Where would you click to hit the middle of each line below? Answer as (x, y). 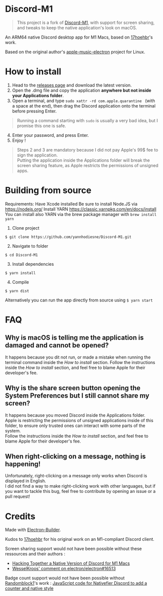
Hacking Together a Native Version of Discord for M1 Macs (71, 563)
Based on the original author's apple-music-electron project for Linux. (75, 52)
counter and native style (29, 588)
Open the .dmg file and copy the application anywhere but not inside (82, 90)
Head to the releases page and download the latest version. (72, 85)
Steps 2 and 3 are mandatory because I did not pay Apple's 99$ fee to (87, 149)
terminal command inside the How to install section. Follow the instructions (80, 362)
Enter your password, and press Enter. (50, 135)
